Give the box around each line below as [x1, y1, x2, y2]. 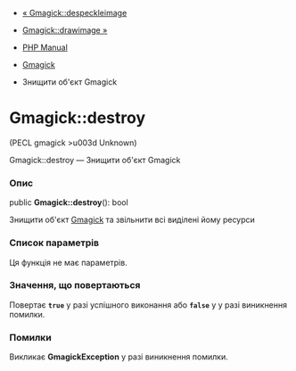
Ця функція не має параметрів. [9, 257, 127, 268]
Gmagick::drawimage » [21, 25, 108, 35]
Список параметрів [9, 236, 100, 249]
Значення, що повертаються [9, 279, 141, 292]
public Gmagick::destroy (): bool [9, 197, 129, 208]
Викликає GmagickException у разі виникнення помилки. [9, 351, 229, 362]
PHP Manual [21, 42, 69, 53]
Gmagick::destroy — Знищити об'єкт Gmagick [9, 154, 181, 165]
